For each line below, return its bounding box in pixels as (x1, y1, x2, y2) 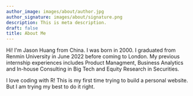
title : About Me (6, 31, 46, 37)
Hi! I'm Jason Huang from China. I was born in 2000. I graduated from (6, 47, 176, 54)
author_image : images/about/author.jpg (6, 8, 104, 15)
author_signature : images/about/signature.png (6, 14, 123, 20)
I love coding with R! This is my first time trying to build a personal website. (6, 77, 188, 84)
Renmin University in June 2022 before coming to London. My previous (6, 53, 180, 60)
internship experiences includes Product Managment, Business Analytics (6, 59, 184, 67)
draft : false (6, 25, 38, 31)
